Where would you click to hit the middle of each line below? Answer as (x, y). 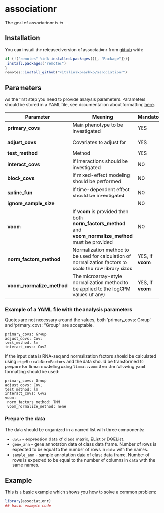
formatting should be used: (32, 372)
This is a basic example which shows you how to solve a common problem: (81, 492)
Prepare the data (25, 419)
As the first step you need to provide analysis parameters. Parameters (75, 99)
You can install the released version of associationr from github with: (74, 49)
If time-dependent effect (101, 190)
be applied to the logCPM (102, 289)
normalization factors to (100, 262)
